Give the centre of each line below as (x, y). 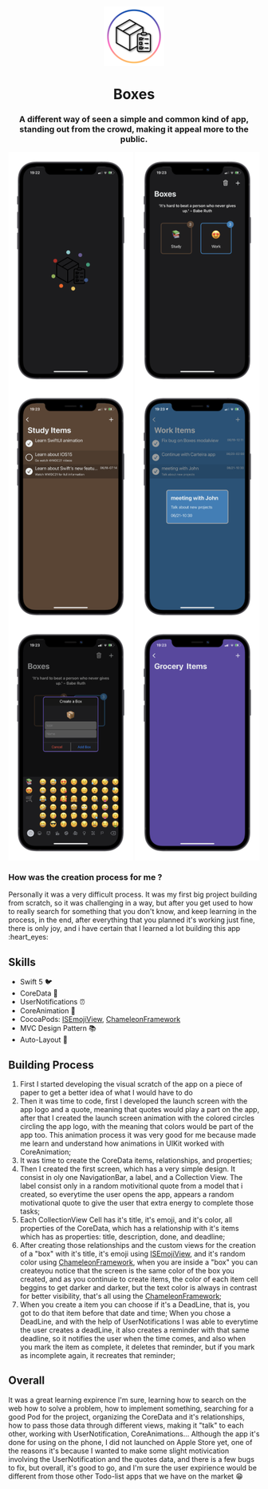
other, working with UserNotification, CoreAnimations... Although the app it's (134, 1434)
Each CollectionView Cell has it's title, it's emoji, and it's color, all (126, 1219)
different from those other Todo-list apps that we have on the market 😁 (126, 1476)
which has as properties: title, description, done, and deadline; (122, 1237)
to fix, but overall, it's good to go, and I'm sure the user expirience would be (133, 1467)
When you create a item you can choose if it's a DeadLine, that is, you (134, 1305)
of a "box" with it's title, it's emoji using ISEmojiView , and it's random (132, 1253)
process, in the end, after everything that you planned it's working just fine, (132, 920)
